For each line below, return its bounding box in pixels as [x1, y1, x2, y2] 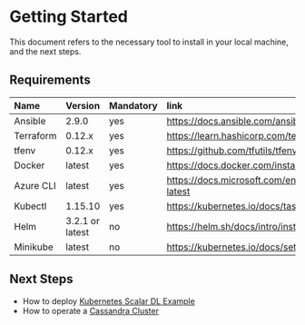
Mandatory [108, 99, 158, 112]
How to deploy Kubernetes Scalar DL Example [22, 295, 195, 306]
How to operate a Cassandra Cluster [22, 305, 159, 316]
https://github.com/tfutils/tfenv [166, 143, 298, 156]
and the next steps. [9, 45, 82, 56]
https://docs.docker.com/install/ [166, 159, 303, 172]
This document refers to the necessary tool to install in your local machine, [9, 36, 289, 47]
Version [65, 99, 101, 112]
